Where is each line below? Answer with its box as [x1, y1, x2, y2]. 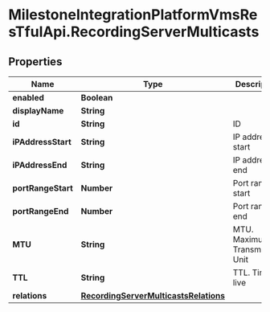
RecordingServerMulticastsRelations [80, 290, 225, 301]
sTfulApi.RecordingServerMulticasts [8, 23, 260, 41]
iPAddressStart [12, 137, 72, 147]
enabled [12, 92, 44, 103]
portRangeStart [12, 183, 74, 194]
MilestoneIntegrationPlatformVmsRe [8, 6, 258, 24]
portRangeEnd [12, 206, 69, 216]
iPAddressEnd [12, 159, 67, 170]
